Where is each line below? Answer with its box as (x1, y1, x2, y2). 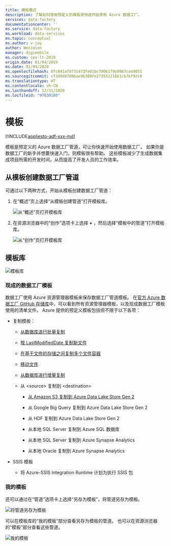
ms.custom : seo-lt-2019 (5, 54, 56, 60)
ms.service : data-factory (5, 26, 60, 32)
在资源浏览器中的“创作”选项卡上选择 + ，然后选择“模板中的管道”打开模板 (12, 220, 164, 226)
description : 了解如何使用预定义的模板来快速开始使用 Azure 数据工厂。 (5, 12, 142, 17)
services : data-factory (5, 17, 56, 22)
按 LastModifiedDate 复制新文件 (20, 340, 88, 346)
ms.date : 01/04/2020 (5, 64, 49, 69)
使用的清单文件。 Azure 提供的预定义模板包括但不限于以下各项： (5, 307, 141, 313)
